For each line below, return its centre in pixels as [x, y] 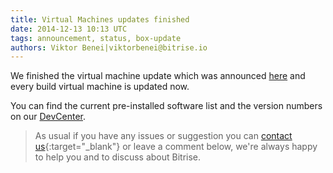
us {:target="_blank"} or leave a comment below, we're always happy [176, 147]
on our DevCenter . [48, 117]
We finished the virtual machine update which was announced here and [158, 76]
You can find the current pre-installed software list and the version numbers [166, 106]
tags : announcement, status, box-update [96, 38]
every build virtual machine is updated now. [100, 87]
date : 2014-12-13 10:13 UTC [69, 29]
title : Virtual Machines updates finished [100, 19]
